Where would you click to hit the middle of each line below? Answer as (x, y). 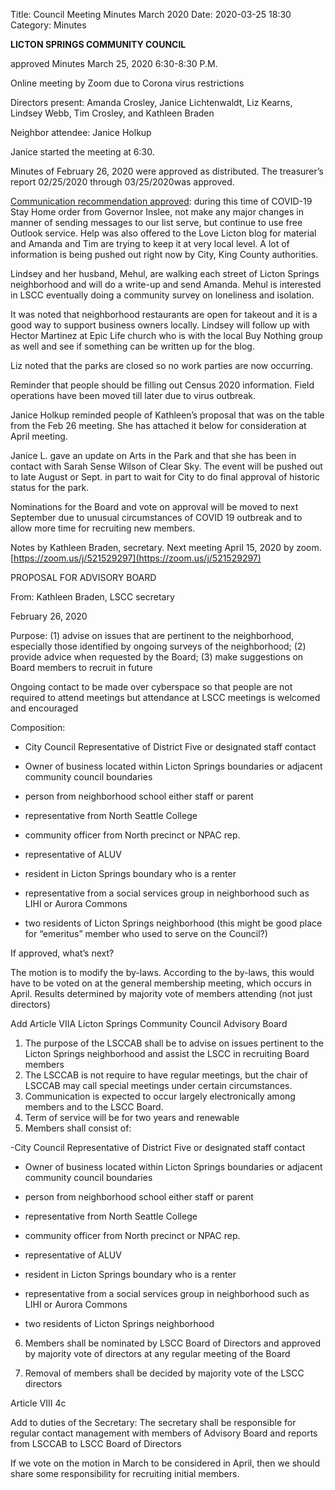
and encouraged (44, 708)
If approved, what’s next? (62, 953)
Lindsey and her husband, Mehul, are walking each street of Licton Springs (165, 273)
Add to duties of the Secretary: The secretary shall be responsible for (153, 1422)
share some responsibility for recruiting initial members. (125, 1473)
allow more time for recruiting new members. (103, 528)
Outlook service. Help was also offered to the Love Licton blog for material (163, 233)
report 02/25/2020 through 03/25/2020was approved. (122, 182)
